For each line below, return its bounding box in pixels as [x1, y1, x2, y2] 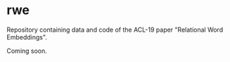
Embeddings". [6, 32, 47, 41]
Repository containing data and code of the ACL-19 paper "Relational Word [6, 25, 223, 34]
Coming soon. [6, 46, 47, 55]
